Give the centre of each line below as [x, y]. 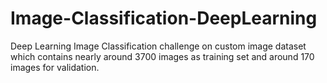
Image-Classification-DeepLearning [164, 18]
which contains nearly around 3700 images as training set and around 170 [162, 56]
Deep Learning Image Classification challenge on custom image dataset [158, 46]
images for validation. [55, 67]
